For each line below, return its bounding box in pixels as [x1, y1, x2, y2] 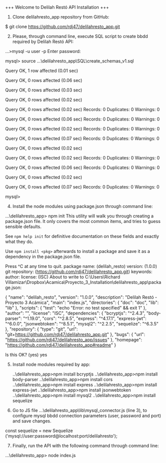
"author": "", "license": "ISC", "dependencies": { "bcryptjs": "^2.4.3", [5, 310, 146, 316]
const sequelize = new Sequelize [5, 427, 73, 433]
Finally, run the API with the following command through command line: [12, 442, 159, 448]
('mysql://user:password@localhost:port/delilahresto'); [5, 433, 118, 439]
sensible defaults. [5, 223, 41, 229]
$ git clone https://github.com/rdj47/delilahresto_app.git [5, 23, 120, 29]
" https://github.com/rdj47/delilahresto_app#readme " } [5, 342, 116, 348]
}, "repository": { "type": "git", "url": [5, 326, 78, 332]
